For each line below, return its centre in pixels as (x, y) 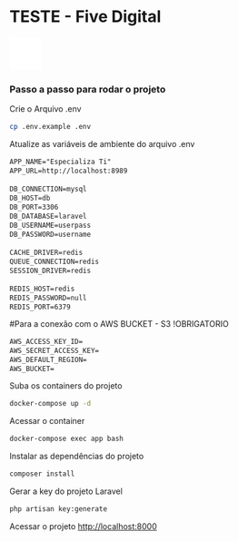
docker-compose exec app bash (67, 438)
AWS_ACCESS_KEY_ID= (46, 342)
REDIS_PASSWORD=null (49, 298)
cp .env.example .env (50, 127)
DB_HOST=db (30, 198)
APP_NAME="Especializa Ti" (60, 162)
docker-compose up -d (50, 404)
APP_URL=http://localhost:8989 (69, 171)
